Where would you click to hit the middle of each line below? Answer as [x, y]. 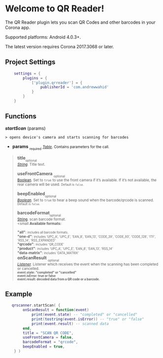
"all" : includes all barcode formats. [43, 232]
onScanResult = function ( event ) [56, 310]
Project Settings [30, 62]
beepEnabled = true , [44, 347]
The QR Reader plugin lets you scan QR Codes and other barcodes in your [81, 22]
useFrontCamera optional [41, 175]
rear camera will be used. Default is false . [50, 185]
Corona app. [18, 27]
